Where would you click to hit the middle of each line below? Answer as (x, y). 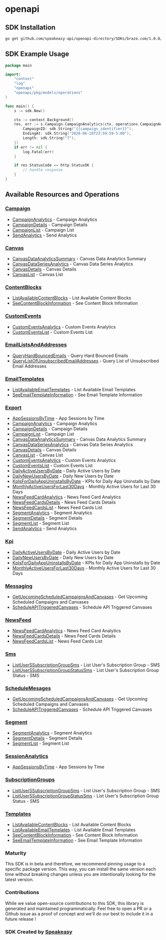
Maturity (16, 853)
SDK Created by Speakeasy (39, 932)
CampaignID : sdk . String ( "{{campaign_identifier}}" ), (78, 129)
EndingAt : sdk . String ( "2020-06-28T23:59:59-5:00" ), (77, 134)
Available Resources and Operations (62, 194)
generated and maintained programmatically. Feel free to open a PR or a (78, 908)
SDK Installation (30, 27)
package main (19, 65)
